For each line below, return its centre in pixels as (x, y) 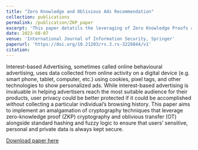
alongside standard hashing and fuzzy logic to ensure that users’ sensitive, (97, 123)
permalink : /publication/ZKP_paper (50, 22)
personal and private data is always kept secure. (65, 129)
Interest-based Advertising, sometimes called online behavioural (85, 66)
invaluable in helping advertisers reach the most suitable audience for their (97, 91)
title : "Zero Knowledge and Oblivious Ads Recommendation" (80, 11)
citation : (18, 50)
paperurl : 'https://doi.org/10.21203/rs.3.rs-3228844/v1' (79, 45)
